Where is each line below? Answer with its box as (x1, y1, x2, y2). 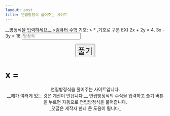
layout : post (5, 7, 33, 13)
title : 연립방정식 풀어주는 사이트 (5, 12, 67, 17)
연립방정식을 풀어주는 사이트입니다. (50, 87, 120, 93)
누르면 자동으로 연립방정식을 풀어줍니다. (48, 99, 128, 105)
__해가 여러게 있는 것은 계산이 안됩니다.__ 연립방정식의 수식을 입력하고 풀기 (7, 93, 155, 99)
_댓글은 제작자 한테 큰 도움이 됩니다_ (49, 105, 121, 111)
